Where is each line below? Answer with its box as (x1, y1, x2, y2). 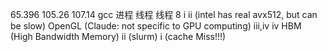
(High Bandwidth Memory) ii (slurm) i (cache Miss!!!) (10, 31, 227, 42)
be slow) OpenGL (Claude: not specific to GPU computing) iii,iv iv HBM (10, 20, 302, 32)
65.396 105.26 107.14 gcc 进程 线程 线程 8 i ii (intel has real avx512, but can (10, 9, 318, 20)
